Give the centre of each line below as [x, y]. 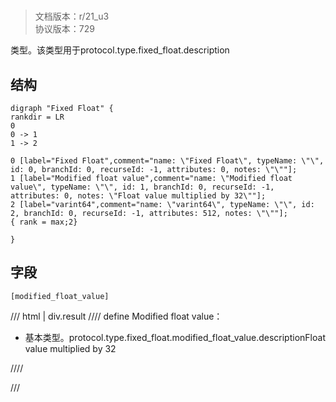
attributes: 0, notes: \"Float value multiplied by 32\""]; [138, 196]
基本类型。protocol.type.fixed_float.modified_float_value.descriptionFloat [175, 337]
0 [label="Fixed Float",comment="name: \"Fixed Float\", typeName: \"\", [167, 161]
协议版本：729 [64, 29]
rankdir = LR [37, 117]
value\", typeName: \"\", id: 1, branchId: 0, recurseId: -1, [142, 187]
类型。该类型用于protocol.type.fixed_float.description [120, 50]
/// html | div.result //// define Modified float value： [116, 316]
